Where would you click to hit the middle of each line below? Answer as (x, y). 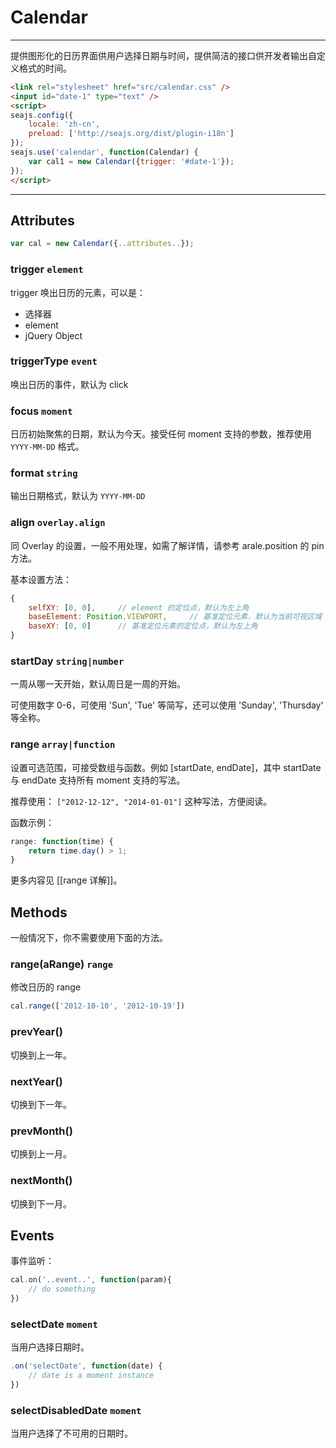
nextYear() (36, 1081)
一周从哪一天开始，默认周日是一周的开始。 (98, 684)
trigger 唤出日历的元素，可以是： (78, 292)
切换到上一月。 (41, 1154)
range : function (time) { (62, 841)
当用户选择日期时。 (50, 1347)
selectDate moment (54, 1324)
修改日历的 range (46, 987)
